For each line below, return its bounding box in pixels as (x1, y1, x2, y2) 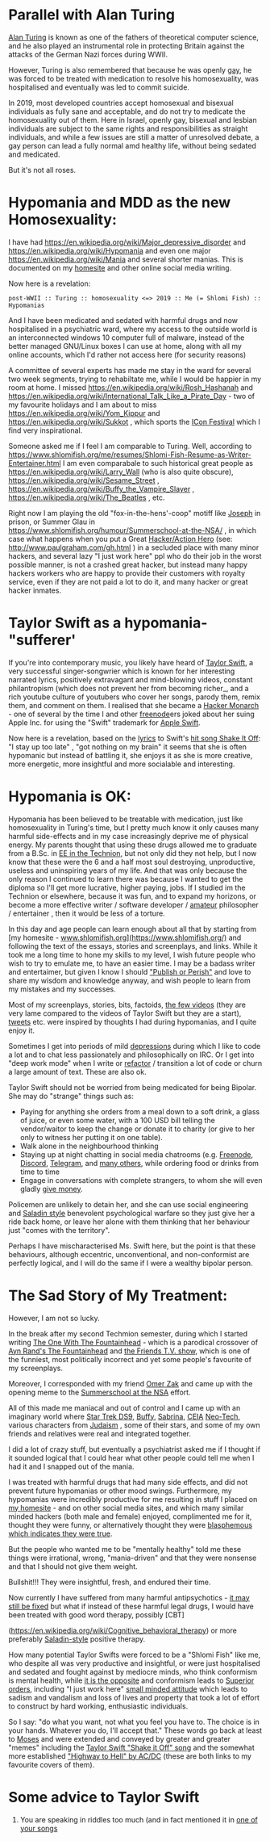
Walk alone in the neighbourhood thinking (19, 1141, 159, 1151)
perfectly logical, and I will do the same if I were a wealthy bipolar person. (8, 1258, 253, 1268)
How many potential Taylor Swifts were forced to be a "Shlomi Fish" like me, (8, 1650, 261, 1659)
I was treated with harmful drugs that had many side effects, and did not (8, 1477, 248, 1487)
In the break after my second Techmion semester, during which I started (8, 1328, 248, 1338)
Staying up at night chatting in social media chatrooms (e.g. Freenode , (19, 1149, 254, 1160)
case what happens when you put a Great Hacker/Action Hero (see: (8, 534, 233, 543)
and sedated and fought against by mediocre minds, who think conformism (8, 1667, 258, 1676)
